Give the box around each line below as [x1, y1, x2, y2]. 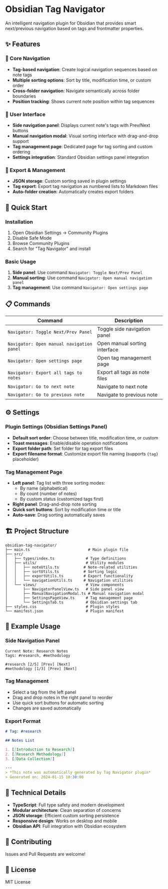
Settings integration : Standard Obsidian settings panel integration [12, 154, 149, 160]
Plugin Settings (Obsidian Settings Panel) [5, 423, 107, 430]
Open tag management [97, 354, 151, 361]
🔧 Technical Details [5, 788, 66, 797]
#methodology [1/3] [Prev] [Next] [5, 666, 77, 671]
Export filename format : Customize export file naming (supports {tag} [12, 451, 158, 457]
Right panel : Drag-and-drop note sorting [12, 501, 96, 507]
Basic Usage [5, 258, 36, 265]
